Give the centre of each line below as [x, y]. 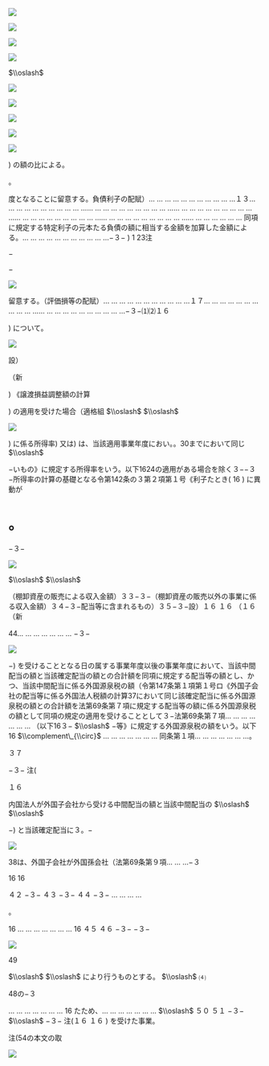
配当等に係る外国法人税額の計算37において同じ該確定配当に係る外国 [135, 695]
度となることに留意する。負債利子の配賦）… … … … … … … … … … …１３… [132, 199]
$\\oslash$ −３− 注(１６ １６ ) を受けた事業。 [84, 1020]
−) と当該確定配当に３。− [51, 830]
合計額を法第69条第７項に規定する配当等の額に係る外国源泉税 [153, 705]
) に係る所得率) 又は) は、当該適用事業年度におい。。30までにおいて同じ [127, 443]
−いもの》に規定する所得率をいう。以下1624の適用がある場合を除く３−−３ [132, 469]
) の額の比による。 [39, 164]
